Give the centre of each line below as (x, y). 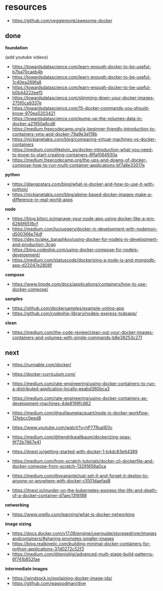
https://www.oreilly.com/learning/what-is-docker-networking (73, 514)
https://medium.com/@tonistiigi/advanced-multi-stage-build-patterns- (83, 554)
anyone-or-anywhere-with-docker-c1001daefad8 (61, 481)
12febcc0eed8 (27, 418)
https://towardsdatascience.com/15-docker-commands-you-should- (81, 108)
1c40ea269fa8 (27, 82)
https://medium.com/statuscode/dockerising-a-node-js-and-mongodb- (84, 260)
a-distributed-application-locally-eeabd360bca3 (61, 388)
